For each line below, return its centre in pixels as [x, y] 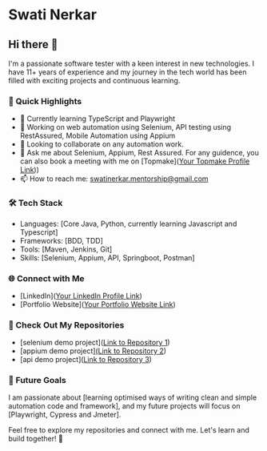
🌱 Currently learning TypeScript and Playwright [98, 119]
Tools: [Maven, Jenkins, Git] [66, 249]
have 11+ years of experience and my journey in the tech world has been [128, 72]
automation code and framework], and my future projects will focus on [125, 406]
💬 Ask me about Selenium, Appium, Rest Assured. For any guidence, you [139, 153]
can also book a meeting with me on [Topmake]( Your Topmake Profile [135, 161]
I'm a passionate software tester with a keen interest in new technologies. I [131, 63]
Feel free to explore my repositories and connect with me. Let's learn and [129, 430]
